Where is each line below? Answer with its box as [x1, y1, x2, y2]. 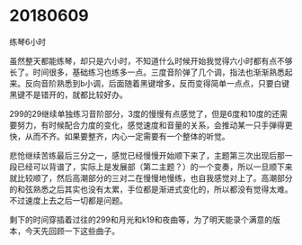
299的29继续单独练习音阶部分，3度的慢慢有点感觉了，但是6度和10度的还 [9, 108, 280, 119]
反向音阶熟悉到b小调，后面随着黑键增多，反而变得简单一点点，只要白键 [24, 77, 290, 88]
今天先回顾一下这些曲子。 [24, 225, 120, 236]
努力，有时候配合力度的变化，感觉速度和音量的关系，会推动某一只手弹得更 [16, 119, 293, 131]
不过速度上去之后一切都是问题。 [9, 195, 128, 205]
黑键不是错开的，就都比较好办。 [9, 89, 128, 100]
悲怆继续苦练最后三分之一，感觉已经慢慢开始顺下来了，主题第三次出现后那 [9, 150, 285, 160]
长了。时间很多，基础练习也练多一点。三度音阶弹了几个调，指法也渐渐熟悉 [9, 67, 285, 77]
